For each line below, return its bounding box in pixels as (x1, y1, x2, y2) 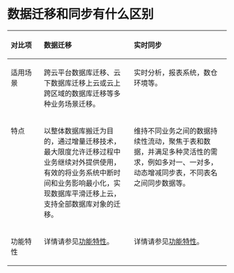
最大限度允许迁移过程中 (44, 147, 121, 157)
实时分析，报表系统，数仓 (133, 68, 218, 77)
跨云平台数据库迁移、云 (44, 68, 121, 77)
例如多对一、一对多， (147, 157, 218, 167)
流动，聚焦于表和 (147, 136, 204, 146)
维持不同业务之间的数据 (133, 126, 211, 136)
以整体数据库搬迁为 (44, 126, 107, 136)
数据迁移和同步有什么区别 (7, 6, 155, 22)
